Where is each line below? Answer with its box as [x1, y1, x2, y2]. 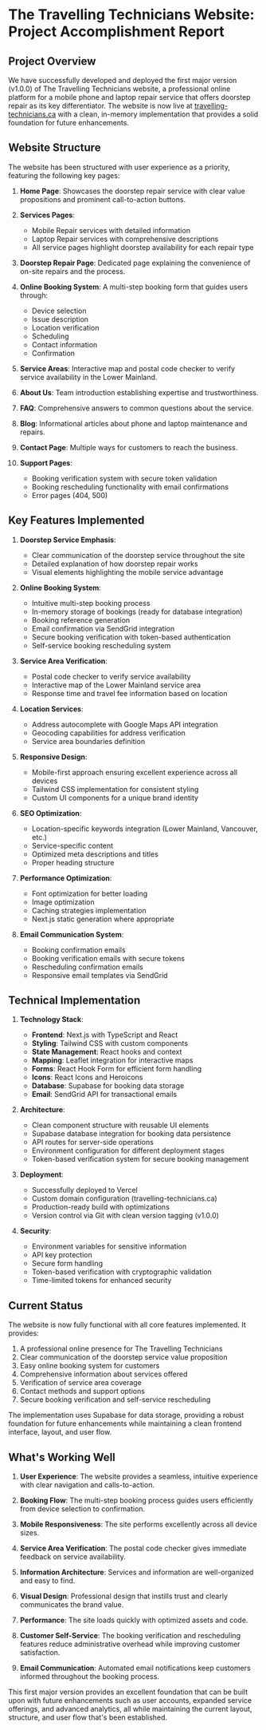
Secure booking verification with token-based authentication [31, 632, 231, 642]
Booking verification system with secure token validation [31, 473, 217, 483]
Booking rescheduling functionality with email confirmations [31, 481, 229, 492]
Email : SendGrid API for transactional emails [31, 1090, 178, 1099]
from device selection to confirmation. [19, 1504, 146, 1514]
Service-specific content [31, 841, 114, 850]
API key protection [31, 1250, 93, 1260]
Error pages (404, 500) [31, 490, 108, 500]
